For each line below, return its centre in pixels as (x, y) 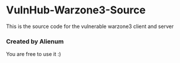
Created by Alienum (35, 41)
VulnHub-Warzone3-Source (76, 10)
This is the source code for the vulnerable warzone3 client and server (90, 26)
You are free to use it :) (34, 54)
